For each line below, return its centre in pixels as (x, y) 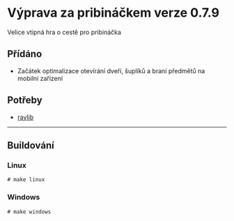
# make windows (29, 212)
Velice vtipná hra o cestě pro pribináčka (64, 32)
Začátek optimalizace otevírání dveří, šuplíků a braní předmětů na (111, 70)
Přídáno (25, 54)
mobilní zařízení (40, 78)
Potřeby (25, 100)
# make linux (26, 180)
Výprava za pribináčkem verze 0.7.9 (113, 13)
